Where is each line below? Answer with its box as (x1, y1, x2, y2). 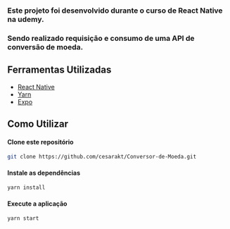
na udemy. (7, 14, 44, 24)
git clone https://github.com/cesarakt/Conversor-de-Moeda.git (7, 154, 197, 161)
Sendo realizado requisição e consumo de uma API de (7, 33, 195, 43)
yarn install (7, 184, 46, 192)
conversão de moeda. (7, 42, 83, 51)
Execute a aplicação (7, 199, 68, 208)
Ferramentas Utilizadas (7, 64, 112, 76)
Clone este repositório (7, 137, 74, 146)
